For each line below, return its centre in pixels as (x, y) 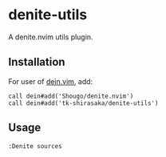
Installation (37, 62)
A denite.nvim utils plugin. (51, 37)
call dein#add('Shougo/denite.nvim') (71, 96)
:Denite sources (35, 146)
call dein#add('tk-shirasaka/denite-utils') (83, 103)
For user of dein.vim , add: (51, 81)
